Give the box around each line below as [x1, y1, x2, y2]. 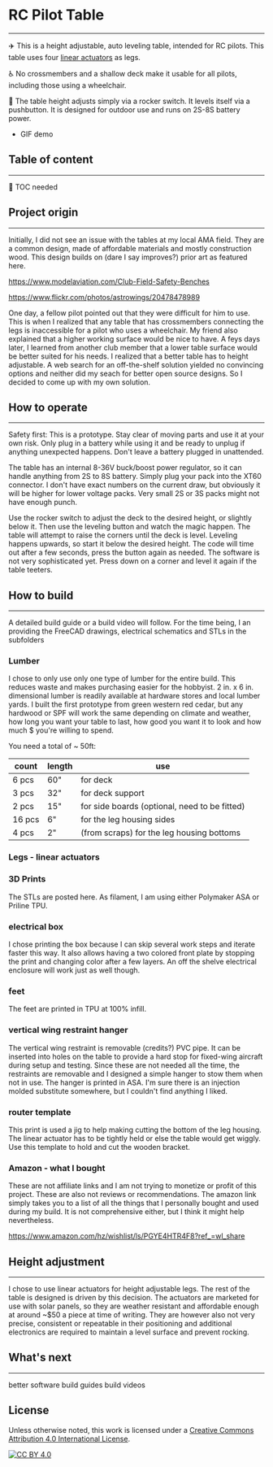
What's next [8, 1351, 71, 1365]
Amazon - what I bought [8, 1162, 106, 1173]
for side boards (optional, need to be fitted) [80, 801, 245, 812]
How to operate [8, 400, 88, 414]
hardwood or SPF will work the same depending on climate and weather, [8, 708, 251, 718]
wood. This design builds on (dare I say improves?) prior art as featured [8, 252, 248, 262]
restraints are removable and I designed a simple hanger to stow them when [8, 1069, 263, 1078]
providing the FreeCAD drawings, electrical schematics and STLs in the [8, 626, 247, 636]
